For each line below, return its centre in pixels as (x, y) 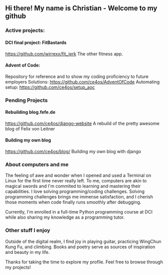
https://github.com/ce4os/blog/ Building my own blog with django (73, 152)
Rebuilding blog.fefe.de (30, 112)
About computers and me (37, 164)
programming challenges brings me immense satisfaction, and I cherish (79, 197)
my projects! (18, 267)
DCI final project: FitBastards (36, 42)
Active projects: (25, 31)
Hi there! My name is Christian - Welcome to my (81, 8)
